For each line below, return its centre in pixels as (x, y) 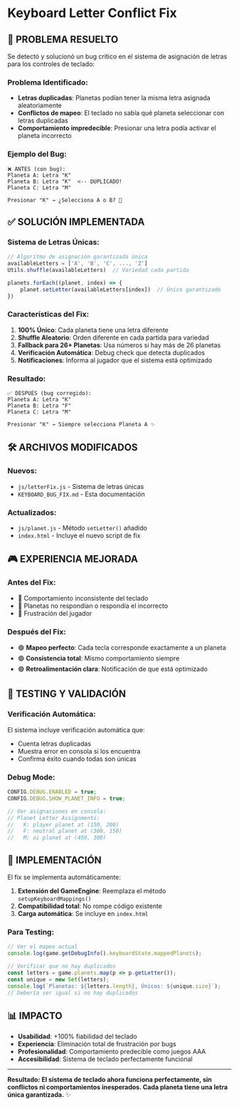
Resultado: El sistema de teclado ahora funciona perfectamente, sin (110, 1080)
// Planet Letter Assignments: (54, 818)
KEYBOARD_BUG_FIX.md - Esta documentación (81, 494)
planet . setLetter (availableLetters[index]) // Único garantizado (121, 290)
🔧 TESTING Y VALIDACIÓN (67, 694)
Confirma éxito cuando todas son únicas (77, 759)
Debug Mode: (31, 777)
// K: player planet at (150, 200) (63, 825)
